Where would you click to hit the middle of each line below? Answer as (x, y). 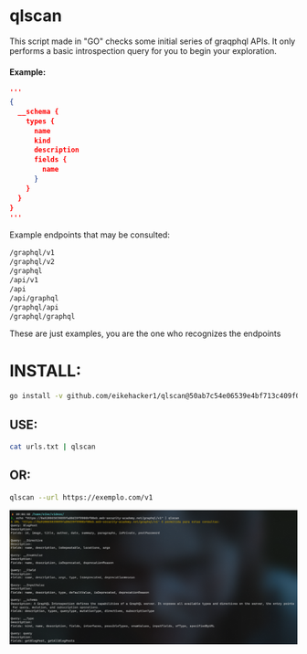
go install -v (37, 396)
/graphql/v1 (32, 253)
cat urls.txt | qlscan (53, 447)
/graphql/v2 (32, 262)
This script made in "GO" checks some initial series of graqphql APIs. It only (153, 41)
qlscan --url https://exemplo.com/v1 (81, 497)
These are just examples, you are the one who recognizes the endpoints (145, 333)
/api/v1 (24, 280)
